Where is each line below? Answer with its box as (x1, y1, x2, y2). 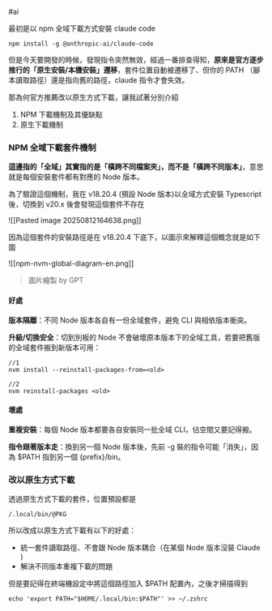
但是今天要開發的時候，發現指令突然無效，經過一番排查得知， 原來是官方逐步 (8, 55, 264, 64)
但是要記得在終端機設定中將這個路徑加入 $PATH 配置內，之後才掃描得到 (8, 579, 249, 588)
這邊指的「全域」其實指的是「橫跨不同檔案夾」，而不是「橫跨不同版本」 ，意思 (8, 162, 264, 172)
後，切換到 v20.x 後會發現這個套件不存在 (8, 199, 145, 209)
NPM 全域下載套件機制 (8, 142, 97, 153)
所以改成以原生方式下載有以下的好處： (8, 526, 136, 535)
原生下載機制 (19, 120, 63, 129)
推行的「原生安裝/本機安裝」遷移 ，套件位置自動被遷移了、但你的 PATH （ (8, 65, 253, 75)
